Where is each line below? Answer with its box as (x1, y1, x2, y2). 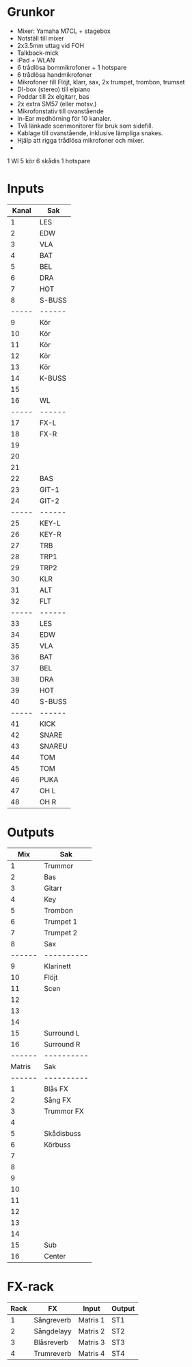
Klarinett (44, 961, 72, 971)
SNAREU (39, 741, 68, 751)
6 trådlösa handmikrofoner (16, 70, 92, 79)
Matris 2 (78, 1326, 105, 1335)
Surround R (44, 1039, 81, 1049)
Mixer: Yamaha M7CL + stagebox (16, 27, 111, 35)
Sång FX (44, 1095, 72, 1105)
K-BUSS (39, 373, 67, 383)
